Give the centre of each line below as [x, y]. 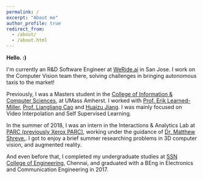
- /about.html [29, 40]
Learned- [179, 100]
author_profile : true [34, 23]
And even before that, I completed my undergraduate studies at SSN [92, 156]
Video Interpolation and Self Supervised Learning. [69, 114]
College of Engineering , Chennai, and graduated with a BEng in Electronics [100, 163]
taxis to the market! [30, 82]
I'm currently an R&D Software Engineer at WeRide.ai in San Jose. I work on [101, 69]
